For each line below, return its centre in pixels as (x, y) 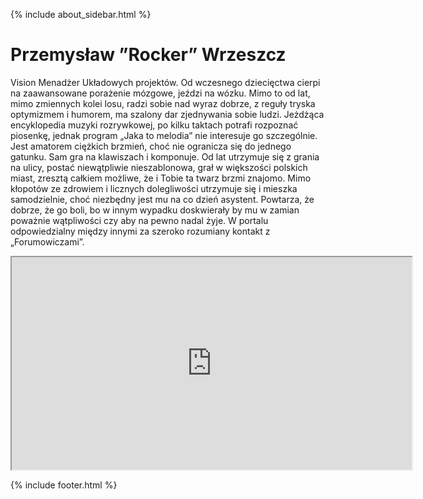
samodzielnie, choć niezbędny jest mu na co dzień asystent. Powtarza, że (162, 199)
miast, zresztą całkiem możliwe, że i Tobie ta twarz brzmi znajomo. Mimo (161, 178)
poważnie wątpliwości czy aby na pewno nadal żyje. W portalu (139, 220)
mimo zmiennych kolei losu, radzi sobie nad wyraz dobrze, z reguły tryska (163, 103)
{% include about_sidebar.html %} (81, 14)
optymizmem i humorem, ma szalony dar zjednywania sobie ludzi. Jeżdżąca (167, 114)
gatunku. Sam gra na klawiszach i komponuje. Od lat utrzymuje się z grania (165, 156)
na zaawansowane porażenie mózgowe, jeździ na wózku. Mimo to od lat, (160, 93)
